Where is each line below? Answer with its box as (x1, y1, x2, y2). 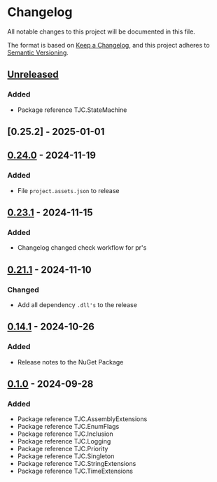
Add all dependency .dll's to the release (17, 301, 138, 309)
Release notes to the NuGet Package (17, 357, 124, 366)
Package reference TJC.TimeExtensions (17, 467, 133, 476)
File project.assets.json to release (17, 186, 120, 194)
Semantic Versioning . (7, 48, 69, 57)
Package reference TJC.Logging (17, 437, 111, 446)
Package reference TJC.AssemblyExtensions (17, 415, 148, 423)
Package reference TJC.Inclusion (17, 430, 113, 438)
